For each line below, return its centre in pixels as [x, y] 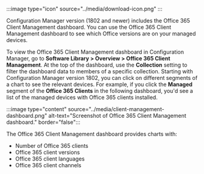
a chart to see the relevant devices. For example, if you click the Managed [100, 84]
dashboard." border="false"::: [43, 122]
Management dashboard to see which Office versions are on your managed [101, 34]
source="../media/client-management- [116, 109]
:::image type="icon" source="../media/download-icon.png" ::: [84, 9]
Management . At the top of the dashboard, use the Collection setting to [97, 65]
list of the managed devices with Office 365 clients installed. [82, 97]
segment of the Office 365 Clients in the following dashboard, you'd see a [100, 91]
